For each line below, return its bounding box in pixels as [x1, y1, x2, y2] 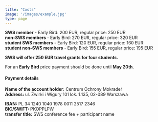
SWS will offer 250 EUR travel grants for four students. [5, 55, 118, 61]
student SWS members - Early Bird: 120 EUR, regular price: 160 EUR [5, 40, 144, 46]
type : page [5, 16, 27, 21]
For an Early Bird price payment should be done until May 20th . [5, 64, 134, 70]
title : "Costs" [5, 7, 36, 12]
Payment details [5, 75, 39, 81]
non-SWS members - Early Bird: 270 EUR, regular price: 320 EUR [5, 35, 138, 41]
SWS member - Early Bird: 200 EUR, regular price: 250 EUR [5, 30, 126, 36]
